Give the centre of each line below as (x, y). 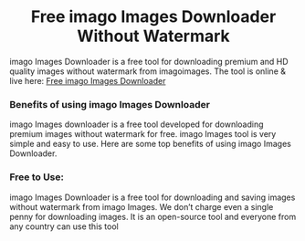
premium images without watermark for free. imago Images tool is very (143, 134)
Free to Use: (37, 177)
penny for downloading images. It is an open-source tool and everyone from (153, 216)
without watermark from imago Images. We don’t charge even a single (142, 206)
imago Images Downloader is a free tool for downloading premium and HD (149, 61)
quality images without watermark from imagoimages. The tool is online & (147, 71)
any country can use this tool (64, 226)
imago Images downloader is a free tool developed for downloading (137, 124)
